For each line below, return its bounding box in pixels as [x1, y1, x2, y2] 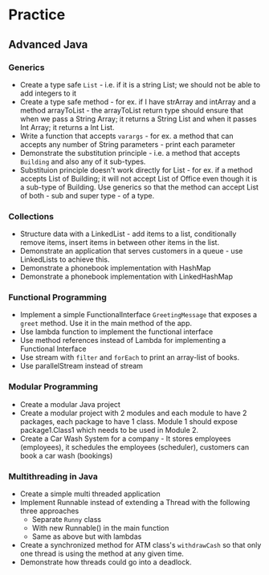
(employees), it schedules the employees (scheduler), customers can [19, 442, 250, 451]
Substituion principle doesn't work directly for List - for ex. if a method [19, 165, 253, 174]
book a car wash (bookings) [19, 451, 113, 460]
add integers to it [19, 88, 77, 98]
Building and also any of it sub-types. [19, 157, 146, 166]
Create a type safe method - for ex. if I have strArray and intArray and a [19, 96, 257, 106]
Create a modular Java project [19, 399, 120, 409]
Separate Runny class [31, 515, 102, 524]
